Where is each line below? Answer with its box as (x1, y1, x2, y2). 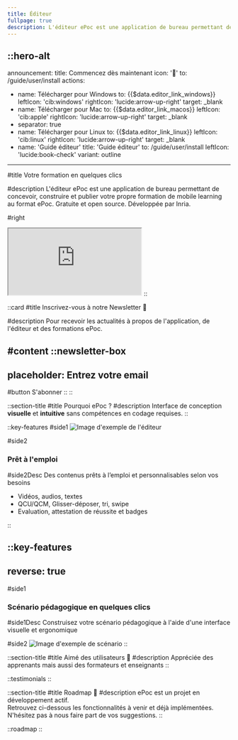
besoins (7, 478, 30, 486)
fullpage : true (7, 17, 52, 24)
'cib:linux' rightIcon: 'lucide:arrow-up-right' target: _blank (17, 136, 186, 144)
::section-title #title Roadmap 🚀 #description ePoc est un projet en (7, 688, 200, 697)
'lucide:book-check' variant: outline (17, 151, 122, 159)
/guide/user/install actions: (7, 76, 85, 85)
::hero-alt (7, 50, 51, 62)
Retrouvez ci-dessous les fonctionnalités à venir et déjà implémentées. (7, 704, 214, 712)
